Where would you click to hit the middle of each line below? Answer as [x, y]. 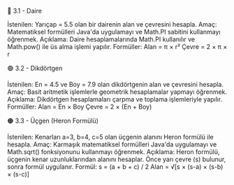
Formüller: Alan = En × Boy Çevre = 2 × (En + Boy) [80, 107]
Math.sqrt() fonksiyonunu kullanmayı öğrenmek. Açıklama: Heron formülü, [114, 152]
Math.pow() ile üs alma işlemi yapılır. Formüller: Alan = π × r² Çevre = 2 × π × [117, 47]
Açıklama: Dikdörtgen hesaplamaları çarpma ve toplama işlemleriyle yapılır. [115, 99]
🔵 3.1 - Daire [24, 11]
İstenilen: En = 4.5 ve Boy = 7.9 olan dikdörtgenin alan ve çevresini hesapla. [116, 84]
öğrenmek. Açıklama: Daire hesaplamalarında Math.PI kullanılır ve [101, 39]
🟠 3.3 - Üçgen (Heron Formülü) [53, 121]
